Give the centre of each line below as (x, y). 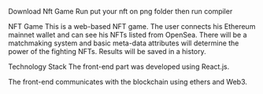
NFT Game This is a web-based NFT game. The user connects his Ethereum (132, 26)
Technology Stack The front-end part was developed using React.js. (119, 67)
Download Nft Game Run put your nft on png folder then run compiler (120, 11)
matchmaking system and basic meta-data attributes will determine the (124, 43)
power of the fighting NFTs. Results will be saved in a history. (107, 51)
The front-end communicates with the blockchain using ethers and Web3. (128, 82)
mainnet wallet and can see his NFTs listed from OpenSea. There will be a (128, 35)
